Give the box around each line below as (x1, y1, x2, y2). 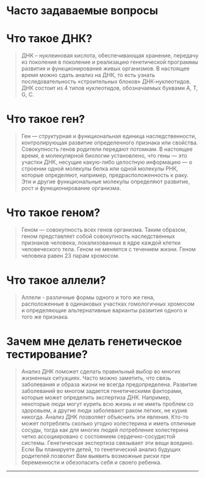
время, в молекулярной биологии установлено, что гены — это (21, 152, 187, 160)
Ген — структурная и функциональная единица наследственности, (21, 133, 196, 140)
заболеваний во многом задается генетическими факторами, (21, 387, 183, 394)
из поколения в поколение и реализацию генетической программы (21, 59, 198, 66)
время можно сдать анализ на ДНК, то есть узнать (21, 72, 156, 79)
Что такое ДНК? (6, 32, 93, 46)
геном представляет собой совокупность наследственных (21, 233, 176, 240)
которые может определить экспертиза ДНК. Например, (21, 394, 171, 401)
